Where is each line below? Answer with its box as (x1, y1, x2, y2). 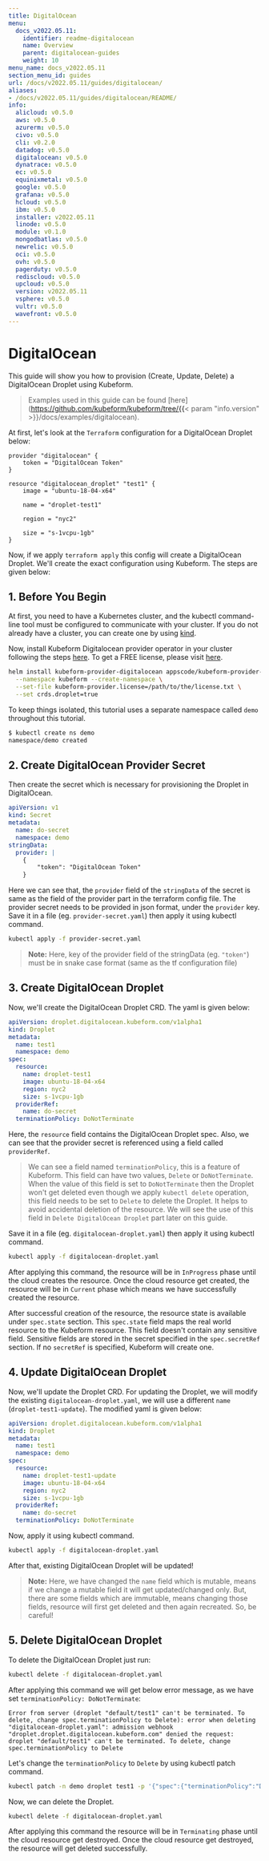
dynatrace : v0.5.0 (15, 161, 78, 169)
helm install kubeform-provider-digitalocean (8, 668, 163, 676)
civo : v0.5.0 (15, 131, 59, 139)
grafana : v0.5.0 (15, 190, 70, 199)
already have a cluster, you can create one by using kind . (8, 629, 197, 638)
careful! (27, 1610, 54, 1620)
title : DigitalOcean (8, 11, 78, 20)
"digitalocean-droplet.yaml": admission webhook (8, 1723, 174, 1731)
